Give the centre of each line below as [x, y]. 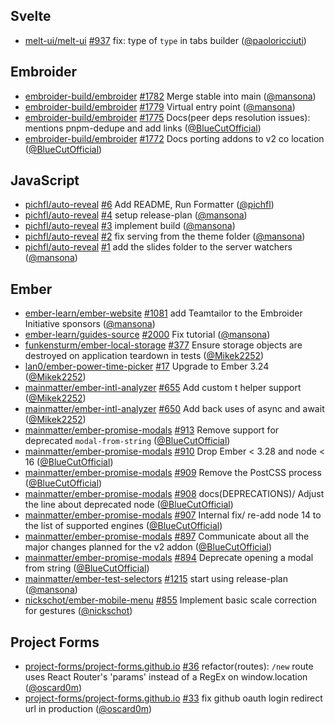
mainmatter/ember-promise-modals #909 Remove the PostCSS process [173, 473]
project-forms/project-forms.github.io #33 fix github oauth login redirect [173, 698]
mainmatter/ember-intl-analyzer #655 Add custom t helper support [163, 388]
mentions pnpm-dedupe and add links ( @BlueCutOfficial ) [143, 128]
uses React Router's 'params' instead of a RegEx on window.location [166, 677]
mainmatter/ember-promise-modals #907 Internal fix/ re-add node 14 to [173, 515]
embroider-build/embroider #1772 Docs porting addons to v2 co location [174, 138]
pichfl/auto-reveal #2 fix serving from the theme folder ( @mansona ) [165, 236]
